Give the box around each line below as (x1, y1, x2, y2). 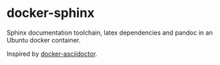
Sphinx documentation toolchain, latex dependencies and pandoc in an (6, 28, 213, 37)
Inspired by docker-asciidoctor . (6, 49, 98, 58)
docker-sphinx (6, 5, 95, 21)
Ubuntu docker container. (6, 35, 81, 44)
